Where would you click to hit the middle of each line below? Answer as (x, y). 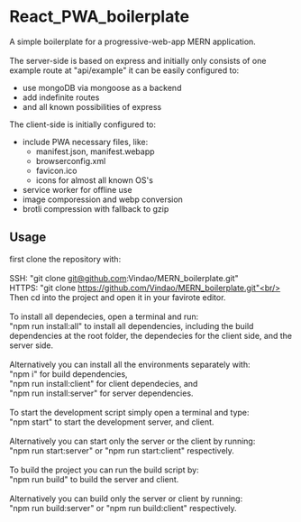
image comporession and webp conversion (102, 199)
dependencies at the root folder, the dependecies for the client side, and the (151, 335)
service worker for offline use (77, 189)
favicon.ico (56, 170)
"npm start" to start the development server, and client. (112, 422)
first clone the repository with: (65, 259)
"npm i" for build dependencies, (68, 374)
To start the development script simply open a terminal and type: (129, 412)
